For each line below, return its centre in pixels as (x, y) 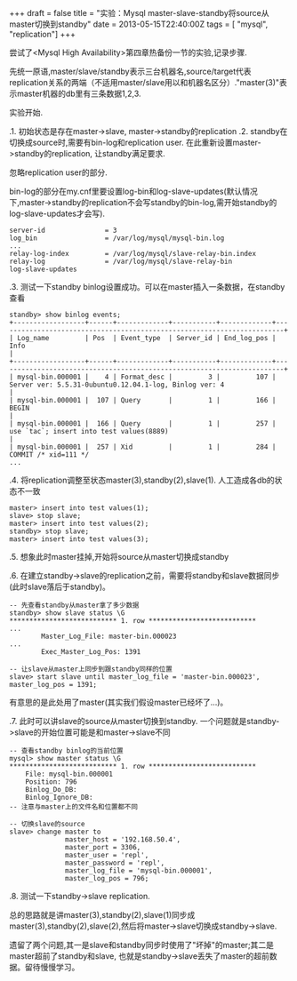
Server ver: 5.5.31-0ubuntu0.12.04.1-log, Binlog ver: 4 (117, 385)
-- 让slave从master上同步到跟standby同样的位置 (91, 669)
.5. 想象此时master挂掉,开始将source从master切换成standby (119, 557)
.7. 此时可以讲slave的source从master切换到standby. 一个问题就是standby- (144, 721)
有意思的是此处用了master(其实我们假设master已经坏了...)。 (119, 702)
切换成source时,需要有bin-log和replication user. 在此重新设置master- (135, 142)
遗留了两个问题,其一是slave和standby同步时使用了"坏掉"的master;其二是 (141, 945)
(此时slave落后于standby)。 (60, 586)
